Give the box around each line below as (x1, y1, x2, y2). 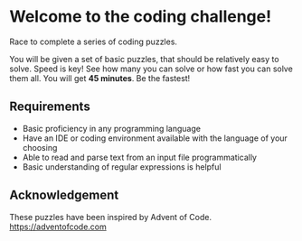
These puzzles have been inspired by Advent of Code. (9, 211, 212, 222)
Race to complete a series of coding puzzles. (9, 36, 178, 47)
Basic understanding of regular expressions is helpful (22, 161, 222, 172)
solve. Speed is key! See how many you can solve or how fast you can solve (9, 63, 294, 74)
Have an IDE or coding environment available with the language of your (22, 133, 288, 144)
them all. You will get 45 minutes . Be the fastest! (9, 72, 191, 83)
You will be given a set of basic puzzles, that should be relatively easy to (9, 53, 279, 64)
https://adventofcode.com (9, 221, 107, 232)
